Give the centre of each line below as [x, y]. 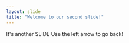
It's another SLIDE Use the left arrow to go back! [65, 34]
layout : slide [24, 11]
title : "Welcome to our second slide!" [55, 17]
